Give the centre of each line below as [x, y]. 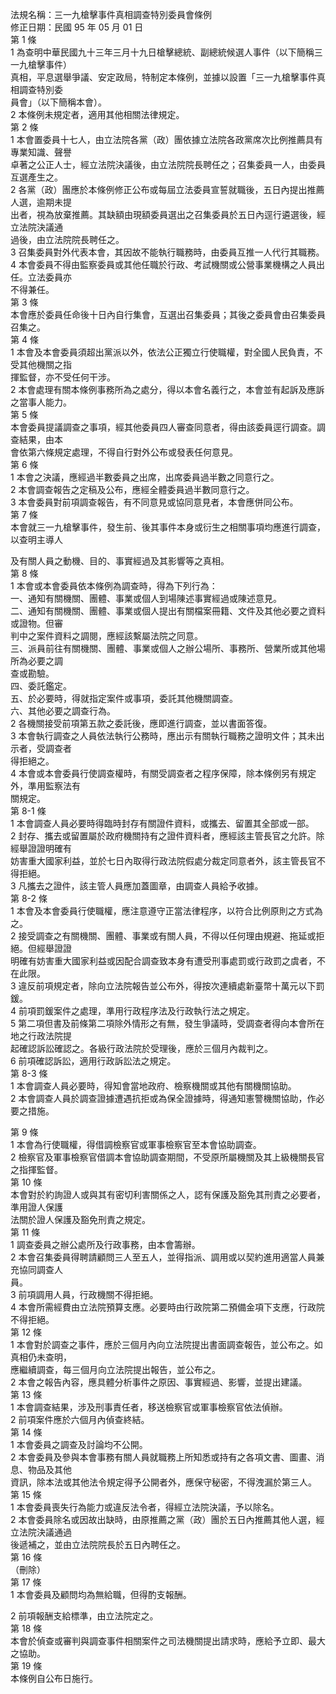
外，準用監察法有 [45, 786]
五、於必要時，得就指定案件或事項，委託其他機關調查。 [124, 698]
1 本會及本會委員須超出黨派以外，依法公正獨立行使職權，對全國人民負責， [162, 352]
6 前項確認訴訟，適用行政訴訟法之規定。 [93, 1061]
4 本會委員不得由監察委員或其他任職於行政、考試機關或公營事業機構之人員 [163, 264]
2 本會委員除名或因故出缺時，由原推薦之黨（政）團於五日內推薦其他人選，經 [167, 1519]
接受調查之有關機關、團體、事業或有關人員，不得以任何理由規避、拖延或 [167, 936]
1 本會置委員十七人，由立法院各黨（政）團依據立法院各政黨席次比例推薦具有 [166, 139]
